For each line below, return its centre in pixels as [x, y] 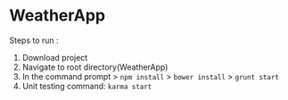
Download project [55, 57]
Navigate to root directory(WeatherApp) [95, 67]
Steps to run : [34, 40]
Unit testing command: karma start [87, 86]
